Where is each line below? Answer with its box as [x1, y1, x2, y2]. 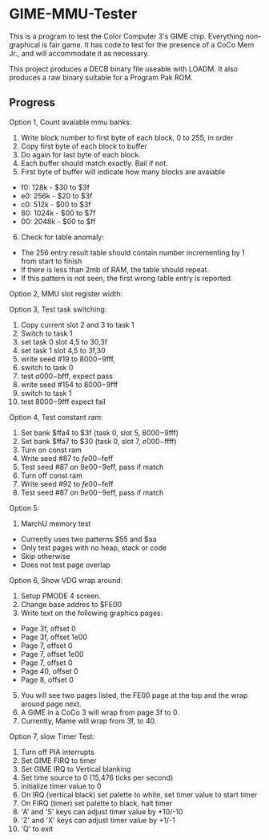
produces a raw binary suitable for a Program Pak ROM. [9, 72, 193, 82]
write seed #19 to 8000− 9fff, [20, 354, 115, 364]
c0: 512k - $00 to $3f [20, 199, 91, 209]
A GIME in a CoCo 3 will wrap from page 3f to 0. [20, 707, 179, 717]
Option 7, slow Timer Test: [9, 732, 95, 741]
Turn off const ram [20, 471, 82, 480]
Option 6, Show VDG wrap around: [9, 575, 123, 585]
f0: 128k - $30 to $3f [20, 182, 90, 192]
